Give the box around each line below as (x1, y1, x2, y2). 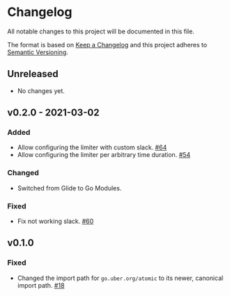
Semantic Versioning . (7, 48, 68, 56)
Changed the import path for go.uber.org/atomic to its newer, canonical (17, 274, 224, 282)
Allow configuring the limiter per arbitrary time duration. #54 (17, 151, 191, 159)
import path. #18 (17, 281, 65, 289)
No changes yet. (17, 86, 65, 94)
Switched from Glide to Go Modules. (17, 183, 122, 192)
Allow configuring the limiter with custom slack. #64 (17, 143, 167, 151)
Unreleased (7, 68, 59, 80)
